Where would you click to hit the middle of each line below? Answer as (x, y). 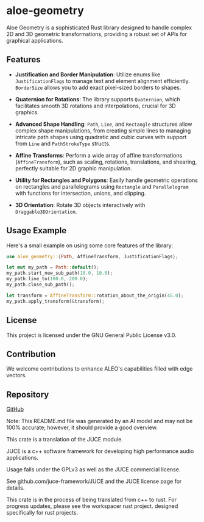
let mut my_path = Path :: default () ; (53, 267)
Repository (28, 394)
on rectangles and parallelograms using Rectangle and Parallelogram (102, 186)
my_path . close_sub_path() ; (40, 285)
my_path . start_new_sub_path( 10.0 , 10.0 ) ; (60, 273)
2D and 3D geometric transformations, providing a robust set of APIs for (97, 34)
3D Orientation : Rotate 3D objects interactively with (80, 205)
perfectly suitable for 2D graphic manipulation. (73, 168)
